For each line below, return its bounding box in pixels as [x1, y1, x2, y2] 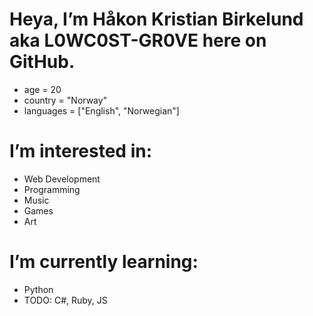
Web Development [23, 173, 101, 185]
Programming [23, 183, 81, 195]
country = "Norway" [23, 94, 108, 106]
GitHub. [9, 51, 76, 73]
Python [23, 283, 54, 295]
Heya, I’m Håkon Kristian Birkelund [9, 8, 304, 31]
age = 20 [23, 83, 62, 95]
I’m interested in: [9, 140, 153, 163]
